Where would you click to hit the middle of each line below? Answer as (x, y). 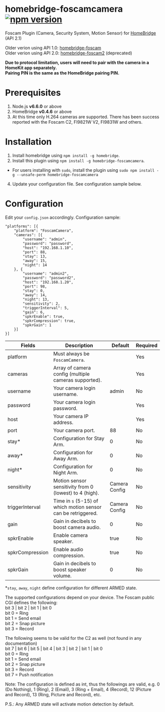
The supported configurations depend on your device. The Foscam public (80, 597)
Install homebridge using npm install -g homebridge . (66, 155)
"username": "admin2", (46, 273)
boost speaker (70, 569)
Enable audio (68, 549)
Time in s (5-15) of (76, 501)
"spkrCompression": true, (49, 321)
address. (63, 422)
